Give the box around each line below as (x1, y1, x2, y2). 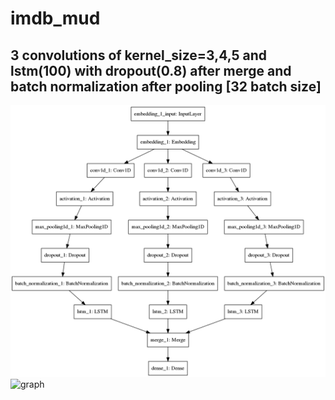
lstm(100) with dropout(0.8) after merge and (10, 62, 292, 79)
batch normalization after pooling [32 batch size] (10, 78, 322, 95)
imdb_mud (10, 7, 101, 30)
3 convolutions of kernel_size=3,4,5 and (10, 47, 268, 64)
